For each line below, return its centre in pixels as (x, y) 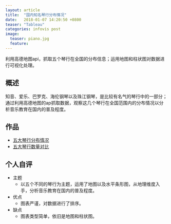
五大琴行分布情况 (31, 140)
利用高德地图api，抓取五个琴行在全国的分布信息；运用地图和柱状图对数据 (83, 59)
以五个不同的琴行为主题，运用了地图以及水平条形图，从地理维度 (88, 184)
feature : (19, 44)
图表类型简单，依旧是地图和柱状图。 (59, 216)
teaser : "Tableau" (25, 24)
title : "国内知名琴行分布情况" (36, 15)
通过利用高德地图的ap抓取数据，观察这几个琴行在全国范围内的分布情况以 (82, 103)
